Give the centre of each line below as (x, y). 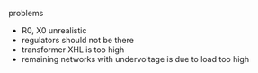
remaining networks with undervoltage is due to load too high (135, 59)
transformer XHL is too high (73, 50)
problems (26, 13)
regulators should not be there (77, 40)
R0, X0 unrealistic (54, 30)
